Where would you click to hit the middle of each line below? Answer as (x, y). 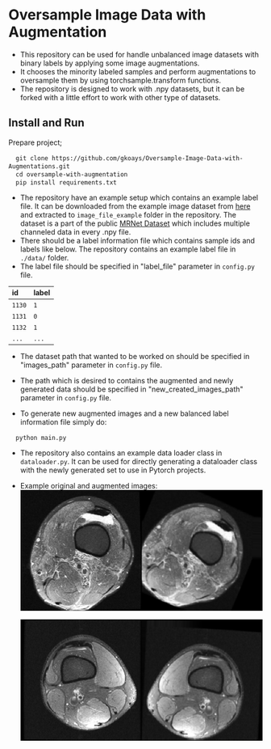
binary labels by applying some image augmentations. (110, 63)
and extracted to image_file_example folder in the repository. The (128, 214)
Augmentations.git (39, 166)
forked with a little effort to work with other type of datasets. (120, 97)
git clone (32, 158)
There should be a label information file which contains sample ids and (138, 240)
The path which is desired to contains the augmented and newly (127, 380)
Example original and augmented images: (89, 485)
